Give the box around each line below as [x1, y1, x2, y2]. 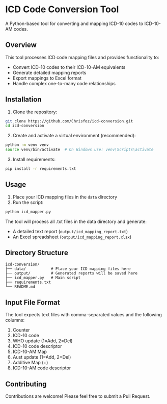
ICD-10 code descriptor [12, 343, 62, 349]
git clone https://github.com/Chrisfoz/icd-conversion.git [5, 118, 133, 123]
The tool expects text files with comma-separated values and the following [5, 312, 162, 318]
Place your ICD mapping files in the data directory [12, 194, 117, 200]
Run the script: [12, 199, 44, 205]
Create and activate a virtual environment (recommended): [12, 133, 136, 139]
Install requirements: [12, 157, 56, 163]
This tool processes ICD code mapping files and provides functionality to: [5, 54, 159, 60]
